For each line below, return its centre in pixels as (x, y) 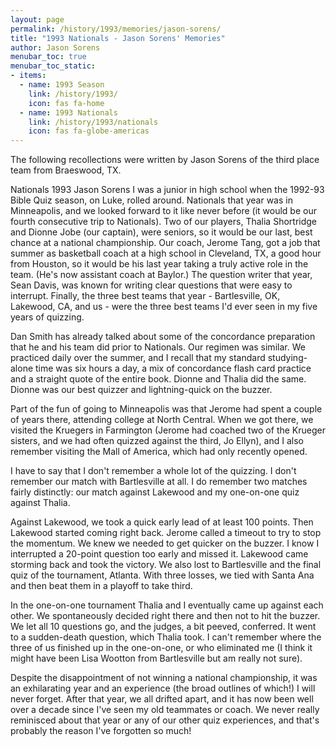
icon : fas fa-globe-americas (89, 131)
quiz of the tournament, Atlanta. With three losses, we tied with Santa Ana (162, 575)
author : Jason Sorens (55, 47)
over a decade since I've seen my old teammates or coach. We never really (165, 710)
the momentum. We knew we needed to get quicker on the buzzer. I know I (165, 543)
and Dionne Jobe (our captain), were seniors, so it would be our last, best (161, 232)
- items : (28, 76)
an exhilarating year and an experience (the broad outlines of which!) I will (163, 688)
